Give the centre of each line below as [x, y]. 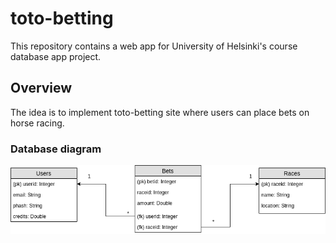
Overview [41, 88]
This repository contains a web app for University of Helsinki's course [154, 46]
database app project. [56, 56]
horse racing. [37, 123]
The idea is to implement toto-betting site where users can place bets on [160, 112]
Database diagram [56, 149]
